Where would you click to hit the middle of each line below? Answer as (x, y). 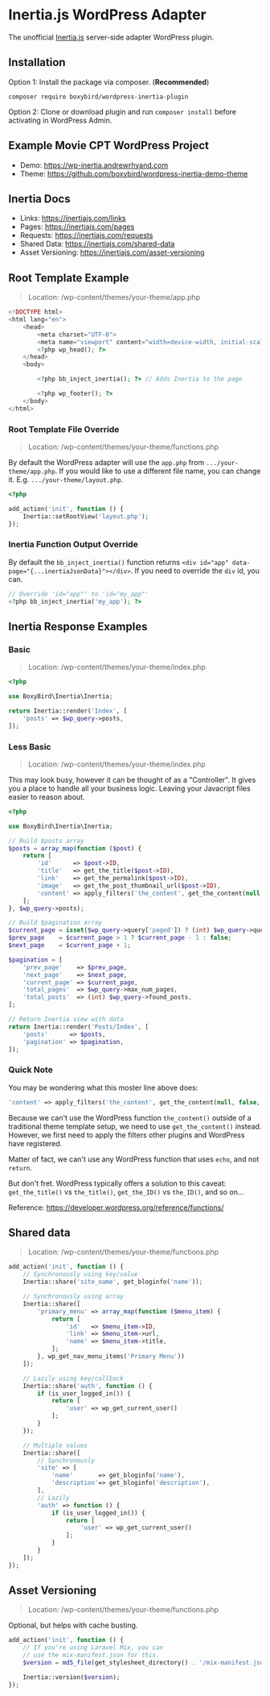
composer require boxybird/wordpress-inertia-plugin (98, 97)
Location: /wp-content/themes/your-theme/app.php (114, 297)
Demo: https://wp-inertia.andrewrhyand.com (94, 165)
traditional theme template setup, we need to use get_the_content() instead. (135, 1126)
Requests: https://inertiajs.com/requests (86, 235)
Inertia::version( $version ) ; (72, 1677)
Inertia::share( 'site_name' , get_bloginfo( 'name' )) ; (113, 1282)
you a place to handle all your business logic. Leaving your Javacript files (129, 788)
